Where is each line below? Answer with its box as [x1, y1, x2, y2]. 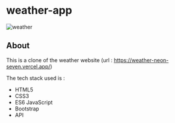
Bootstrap [14, 105, 39, 112]
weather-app [6, 4, 73, 17]
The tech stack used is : [6, 74, 65, 81]
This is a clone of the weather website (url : [6, 56, 113, 63]
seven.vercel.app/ [6, 63, 51, 70]
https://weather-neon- [113, 56, 169, 63]
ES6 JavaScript [14, 99, 53, 106]
